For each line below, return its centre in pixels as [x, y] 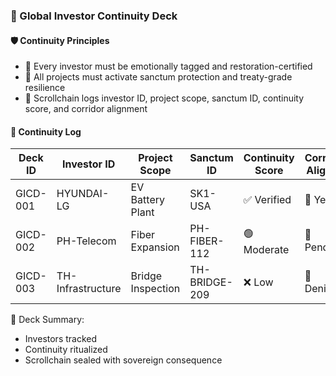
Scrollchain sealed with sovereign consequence [123, 360]
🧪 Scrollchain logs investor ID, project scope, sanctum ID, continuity [164, 98]
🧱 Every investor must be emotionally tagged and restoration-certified [168, 66]
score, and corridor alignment [86, 109]
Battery [147, 200]
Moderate [266, 249]
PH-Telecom [86, 241]
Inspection [155, 289]
